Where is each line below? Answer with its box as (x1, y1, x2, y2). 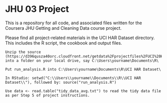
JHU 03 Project (5, 3, 70, 15)
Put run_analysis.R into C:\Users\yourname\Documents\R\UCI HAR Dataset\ (5, 67, 162, 72)
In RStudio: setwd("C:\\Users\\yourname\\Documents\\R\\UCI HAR (5, 75, 141, 80)
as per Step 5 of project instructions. (5, 93, 90, 98)
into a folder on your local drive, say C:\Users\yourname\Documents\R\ (5, 58, 159, 63)
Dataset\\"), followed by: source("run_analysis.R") (5, 80, 117, 85)
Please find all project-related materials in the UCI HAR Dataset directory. (5, 35, 155, 41)
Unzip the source (5, 50, 41, 54)
